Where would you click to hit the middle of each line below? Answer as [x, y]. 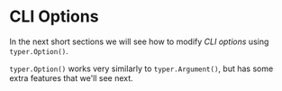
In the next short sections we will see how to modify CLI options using [139, 41]
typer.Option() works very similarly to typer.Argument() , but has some [141, 68]
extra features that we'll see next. [71, 77]
